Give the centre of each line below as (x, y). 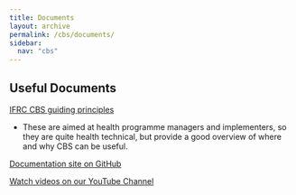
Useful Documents (63, 88)
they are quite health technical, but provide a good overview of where (152, 136)
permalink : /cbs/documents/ (62, 34)
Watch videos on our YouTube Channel (82, 181)
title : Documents (42, 18)
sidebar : (26, 43)
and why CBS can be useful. (75, 146)
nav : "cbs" (38, 51)
